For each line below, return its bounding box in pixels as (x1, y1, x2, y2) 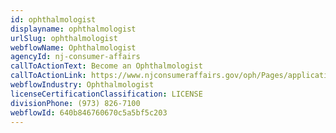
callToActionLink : (10, 71, 87, 81)
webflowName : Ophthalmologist (10, 42, 137, 53)
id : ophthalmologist (10, 14, 97, 25)
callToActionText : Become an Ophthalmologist (10, 61, 203, 71)
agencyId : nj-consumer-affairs (10, 52, 141, 62)
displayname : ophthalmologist (10, 24, 137, 34)
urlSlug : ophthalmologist (10, 33, 118, 43)
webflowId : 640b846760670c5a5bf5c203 (10, 107, 168, 118)
